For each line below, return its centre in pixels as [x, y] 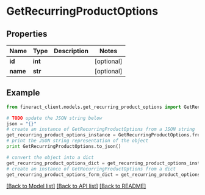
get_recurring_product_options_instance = [61, 135]
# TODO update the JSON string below [54, 118]
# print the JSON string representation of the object [77, 141]
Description [71, 51]
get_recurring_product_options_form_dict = [63, 175]
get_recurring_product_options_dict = [56, 163]
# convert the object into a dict [50, 157]
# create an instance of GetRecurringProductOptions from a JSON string [101, 130]
